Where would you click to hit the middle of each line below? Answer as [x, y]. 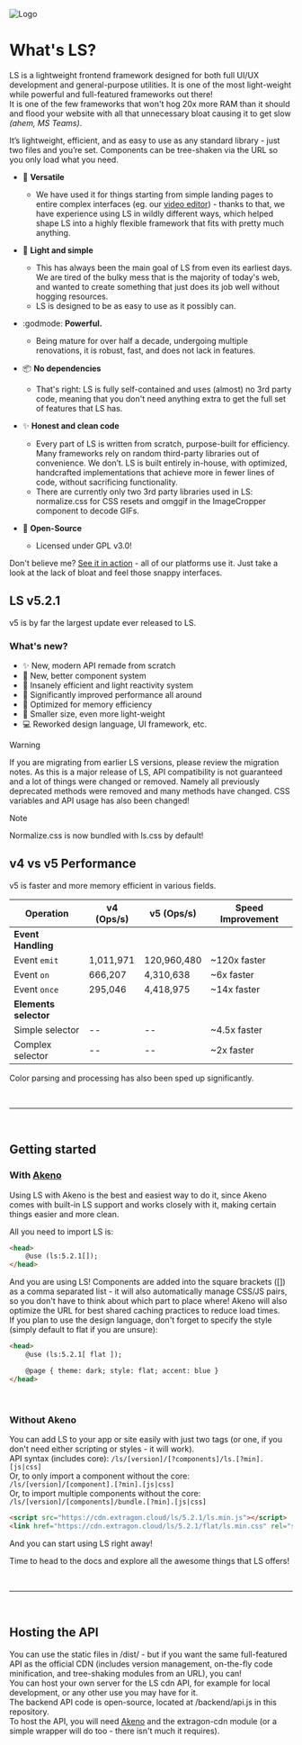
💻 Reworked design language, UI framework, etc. [115, 724]
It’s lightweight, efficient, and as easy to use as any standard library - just [145, 140]
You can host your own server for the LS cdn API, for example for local [140, 1683]
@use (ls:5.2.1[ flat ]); [74, 1355]
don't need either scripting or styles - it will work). [102, 1449]
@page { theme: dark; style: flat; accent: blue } [122, 1370]
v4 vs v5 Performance [73, 864]
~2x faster [232, 1050]
